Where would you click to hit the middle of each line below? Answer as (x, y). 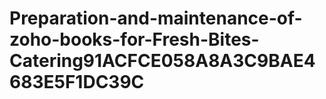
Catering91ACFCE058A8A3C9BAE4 (162, 61)
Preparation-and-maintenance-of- (156, 18)
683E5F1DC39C (77, 82)
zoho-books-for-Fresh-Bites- (134, 39)
